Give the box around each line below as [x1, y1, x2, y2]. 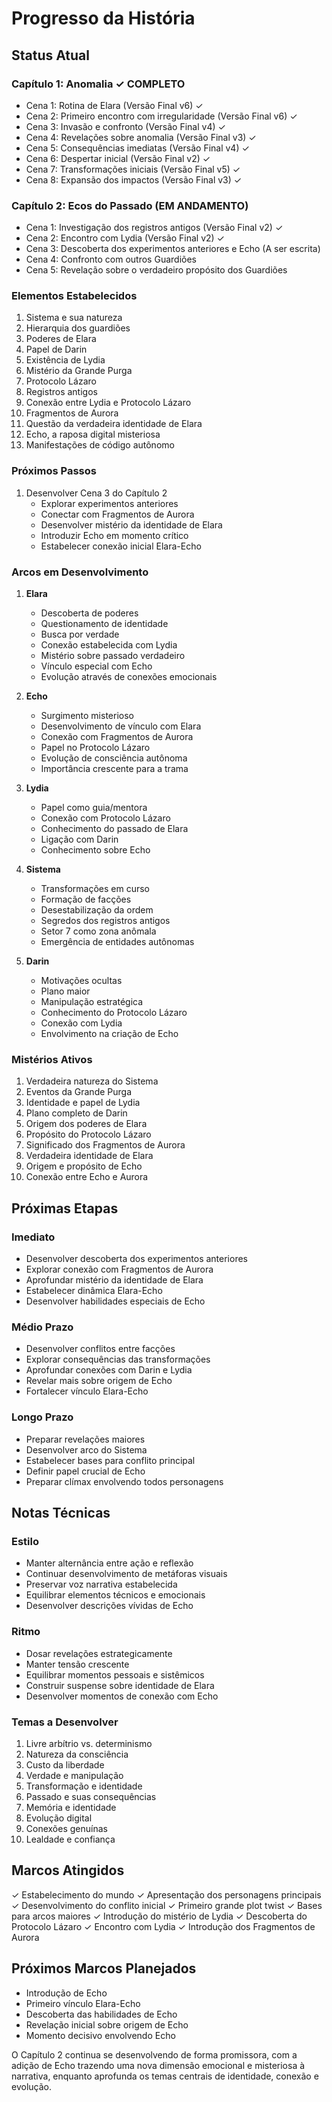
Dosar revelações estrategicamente [25, 1647, 173, 1659]
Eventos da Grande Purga [25, 1086, 133, 1098]
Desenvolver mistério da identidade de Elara [40, 518, 223, 531]
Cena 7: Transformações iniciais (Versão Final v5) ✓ [25, 163, 241, 175]
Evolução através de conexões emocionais [40, 671, 218, 683]
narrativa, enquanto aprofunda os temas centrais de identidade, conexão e [11, 2070, 319, 2082]
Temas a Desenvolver [11, 1715, 119, 1729]
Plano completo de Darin [25, 1107, 128, 1119]
